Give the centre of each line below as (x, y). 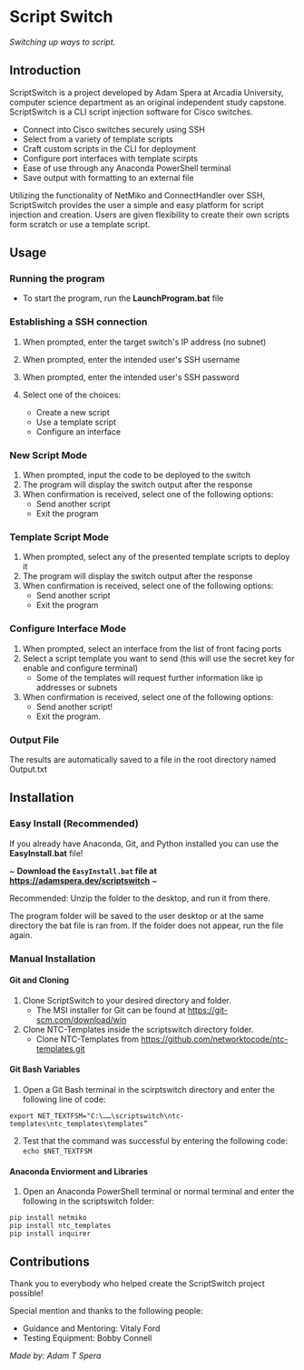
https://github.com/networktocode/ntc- (214, 1039)
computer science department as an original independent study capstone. (148, 102)
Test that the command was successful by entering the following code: (155, 1140)
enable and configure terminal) (80, 668)
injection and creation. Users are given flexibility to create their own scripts (150, 215)
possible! (26, 1293)
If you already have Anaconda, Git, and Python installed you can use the (144, 844)
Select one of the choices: (71, 395)
